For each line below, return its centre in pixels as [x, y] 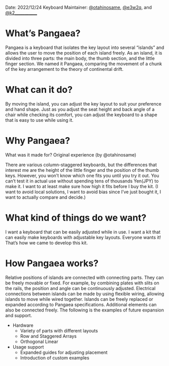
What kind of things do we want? [76, 218]
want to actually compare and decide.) [46, 197]
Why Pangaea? [38, 141]
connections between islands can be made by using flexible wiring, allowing [85, 294]
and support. [19, 315]
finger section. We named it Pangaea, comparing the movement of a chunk [84, 64]
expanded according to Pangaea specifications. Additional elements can [81, 304]
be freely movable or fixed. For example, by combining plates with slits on [82, 283]
